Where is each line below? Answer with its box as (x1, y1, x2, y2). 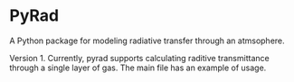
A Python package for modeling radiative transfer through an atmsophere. (9, 35, 285, 46)
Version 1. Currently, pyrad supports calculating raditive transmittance (9, 52, 270, 63)
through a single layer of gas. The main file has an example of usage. (9, 62, 267, 73)
